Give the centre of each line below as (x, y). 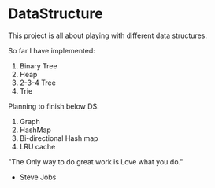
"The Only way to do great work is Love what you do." (96, 161)
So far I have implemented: (52, 50)
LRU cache (37, 146)
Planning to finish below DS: (54, 106)
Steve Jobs (38, 177)
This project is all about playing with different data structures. (107, 35)
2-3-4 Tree (38, 83)
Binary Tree (38, 66)
